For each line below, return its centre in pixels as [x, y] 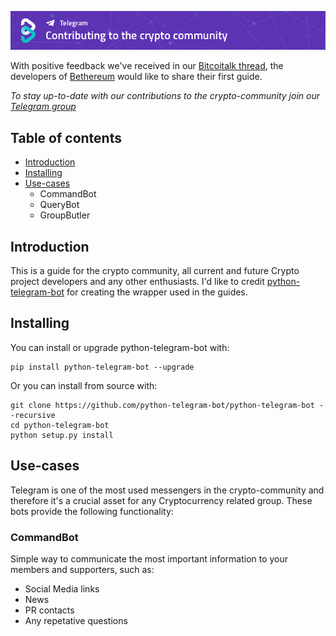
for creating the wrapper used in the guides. [157, 292]
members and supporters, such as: [82, 569]
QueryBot [59, 205]
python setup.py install [62, 435]
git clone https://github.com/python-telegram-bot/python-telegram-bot [162, 405]
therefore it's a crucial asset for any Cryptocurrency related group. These [161, 500]
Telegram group [43, 107]
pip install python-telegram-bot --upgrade [102, 367]
